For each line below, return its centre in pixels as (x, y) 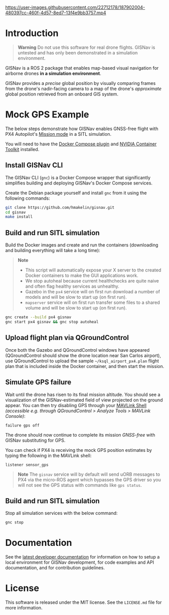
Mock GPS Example (47, 115)
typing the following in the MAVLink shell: (48, 455)
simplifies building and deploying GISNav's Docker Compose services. (79, 183)
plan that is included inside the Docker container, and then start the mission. (85, 366)
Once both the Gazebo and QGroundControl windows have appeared (77, 350)
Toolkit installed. (22, 149)
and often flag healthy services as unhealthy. (72, 286)
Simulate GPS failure (38, 382)
